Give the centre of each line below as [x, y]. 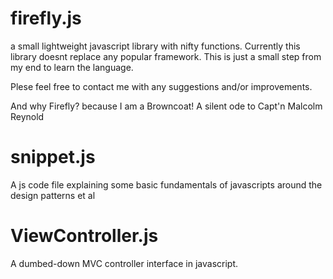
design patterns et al [53, 195]
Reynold [27, 116]
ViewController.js [84, 236]
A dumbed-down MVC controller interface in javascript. [124, 263]
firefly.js [46, 18]
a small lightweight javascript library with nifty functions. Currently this [155, 46]
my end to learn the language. [72, 67]
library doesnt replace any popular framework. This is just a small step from [166, 56]
